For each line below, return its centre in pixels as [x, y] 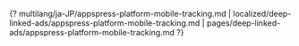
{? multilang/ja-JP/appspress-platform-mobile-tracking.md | [120, 14]
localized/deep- [262, 14]
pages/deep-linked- [243, 23]
